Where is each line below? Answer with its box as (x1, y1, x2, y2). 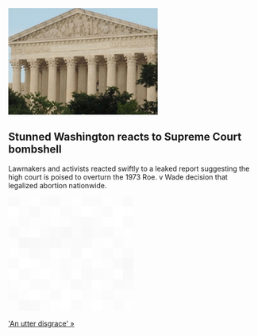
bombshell (8, 143, 62, 156)
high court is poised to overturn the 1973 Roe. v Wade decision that (8, 172, 228, 182)
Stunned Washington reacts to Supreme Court (8, 130, 242, 144)
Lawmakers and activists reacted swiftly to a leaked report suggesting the (8, 164, 250, 173)
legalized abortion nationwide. (8, 180, 107, 190)
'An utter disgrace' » (8, 319, 75, 328)
